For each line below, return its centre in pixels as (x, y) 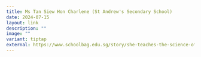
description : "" (26, 28)
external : (19, 45)
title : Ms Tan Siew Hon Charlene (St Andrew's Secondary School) (89, 12)
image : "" (19, 34)
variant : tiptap (26, 39)
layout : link (22, 23)
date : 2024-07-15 (28, 17)
